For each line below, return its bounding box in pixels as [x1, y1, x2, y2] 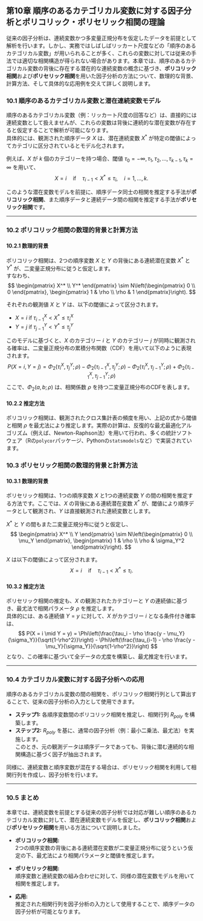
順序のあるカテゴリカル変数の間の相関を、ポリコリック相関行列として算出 [6, 690, 192, 697]
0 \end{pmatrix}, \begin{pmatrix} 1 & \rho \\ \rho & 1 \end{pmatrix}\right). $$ [7, 289, 196, 296]
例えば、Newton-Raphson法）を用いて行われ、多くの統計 [32, 429, 177, 437]
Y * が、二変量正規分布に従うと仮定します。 [6, 263, 114, 272]
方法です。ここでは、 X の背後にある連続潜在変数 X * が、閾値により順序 [11, 499, 189, 507]
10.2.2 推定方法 [6, 400, 45, 407]
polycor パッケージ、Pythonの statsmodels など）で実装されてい [36, 437, 192, 444]
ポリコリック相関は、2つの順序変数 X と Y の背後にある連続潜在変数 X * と [6, 256, 190, 264]
